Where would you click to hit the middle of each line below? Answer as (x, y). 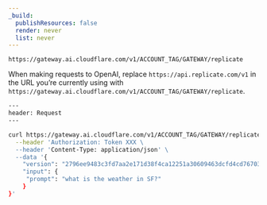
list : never (35, 38)
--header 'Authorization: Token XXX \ (80, 142)
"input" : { (41, 172)
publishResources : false (56, 23)
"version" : (41, 164)
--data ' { (31, 157)
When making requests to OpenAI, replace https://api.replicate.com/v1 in (132, 74)
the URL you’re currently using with (66, 83)
